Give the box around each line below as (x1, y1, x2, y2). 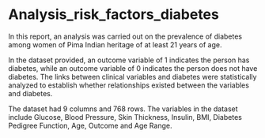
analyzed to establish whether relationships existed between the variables (8, 80, 249, 90)
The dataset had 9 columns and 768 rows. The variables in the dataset (8, 104, 239, 114)
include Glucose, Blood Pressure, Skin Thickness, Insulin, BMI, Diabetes (8, 112, 243, 121)
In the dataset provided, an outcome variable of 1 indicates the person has (8, 55, 250, 65)
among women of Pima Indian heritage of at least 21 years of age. (8, 39, 222, 49)
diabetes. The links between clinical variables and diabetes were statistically (8, 72, 257, 81)
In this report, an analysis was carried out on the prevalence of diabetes (8, 32, 243, 41)
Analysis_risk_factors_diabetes (8, 6, 219, 24)
